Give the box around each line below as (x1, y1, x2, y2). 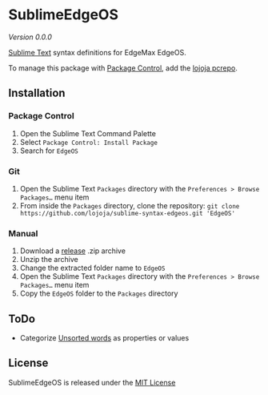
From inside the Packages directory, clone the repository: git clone (19, 200, 240, 210)
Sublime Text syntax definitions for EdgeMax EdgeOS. (8, 47, 186, 57)
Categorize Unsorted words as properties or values (19, 333, 190, 343)
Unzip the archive (19, 255, 78, 264)
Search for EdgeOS (19, 146, 78, 155)
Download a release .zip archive (19, 246, 126, 256)
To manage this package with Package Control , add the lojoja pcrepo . (8, 62, 238, 73)
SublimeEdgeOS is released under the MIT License (8, 377, 176, 387)
